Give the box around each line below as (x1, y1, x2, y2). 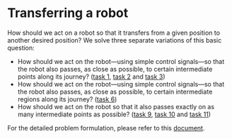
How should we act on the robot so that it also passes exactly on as (17, 102, 214, 111)
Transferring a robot (7, 5, 129, 21)
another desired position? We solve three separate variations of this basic (7, 35, 222, 44)
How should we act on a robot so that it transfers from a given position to (7, 28, 221, 37)
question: (7, 43, 35, 52)
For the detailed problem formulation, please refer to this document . (7, 123, 205, 132)
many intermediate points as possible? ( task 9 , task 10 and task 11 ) (17, 110, 211, 118)
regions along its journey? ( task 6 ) (17, 94, 117, 104)
